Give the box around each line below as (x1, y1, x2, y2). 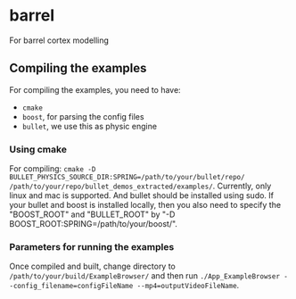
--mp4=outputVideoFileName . (136, 280, 240, 291)
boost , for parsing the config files (21, 111, 144, 121)
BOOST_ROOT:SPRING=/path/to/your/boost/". (9, 219, 178, 229)
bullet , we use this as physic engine (21, 120, 158, 131)
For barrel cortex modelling (9, 35, 110, 46)
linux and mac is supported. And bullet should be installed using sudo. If (9, 190, 275, 201)
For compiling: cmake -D (9, 163, 96, 174)
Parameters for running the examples (9, 240, 175, 253)
